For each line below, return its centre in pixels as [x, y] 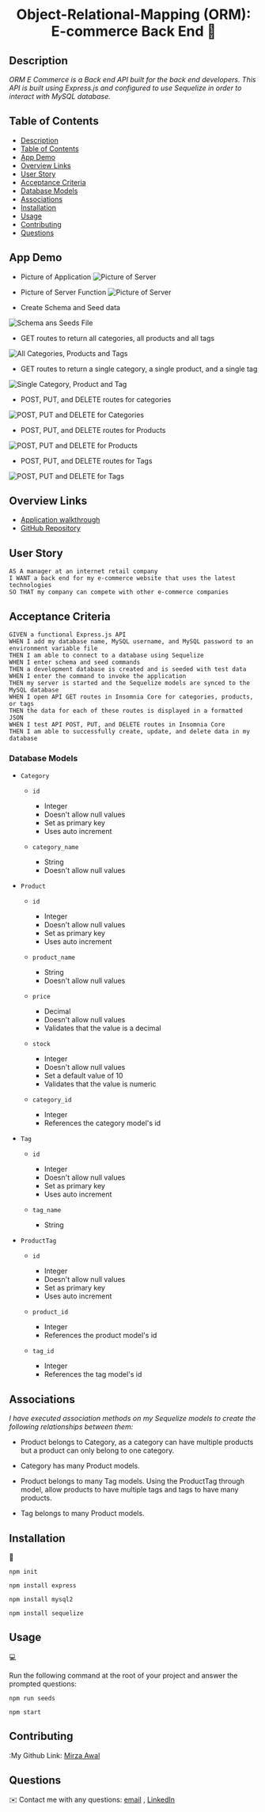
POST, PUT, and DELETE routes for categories [96, 399]
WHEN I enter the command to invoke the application [98, 677]
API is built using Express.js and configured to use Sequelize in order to [125, 88]
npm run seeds [32, 1698]
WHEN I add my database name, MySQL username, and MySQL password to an [131, 642]
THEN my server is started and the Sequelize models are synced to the [129, 683]
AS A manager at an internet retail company [83, 571]
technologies [30, 586]
